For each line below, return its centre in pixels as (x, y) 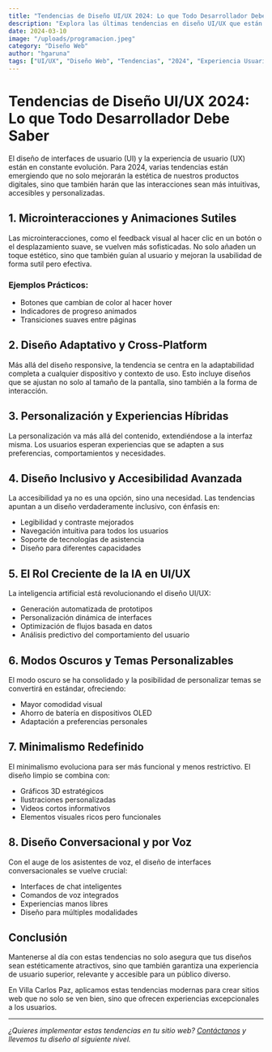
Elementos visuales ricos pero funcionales (91, 817)
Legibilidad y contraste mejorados (77, 522)
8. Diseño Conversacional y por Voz (100, 842)
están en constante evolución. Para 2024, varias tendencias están (119, 166)
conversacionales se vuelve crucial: (68, 870)
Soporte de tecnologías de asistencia (82, 540)
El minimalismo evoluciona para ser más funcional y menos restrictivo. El (130, 766)
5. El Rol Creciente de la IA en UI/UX (100, 573)
